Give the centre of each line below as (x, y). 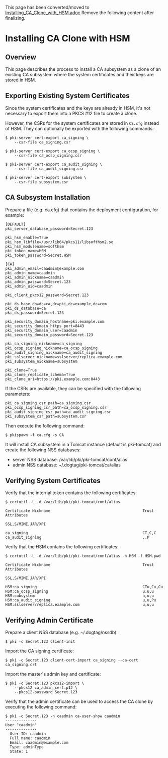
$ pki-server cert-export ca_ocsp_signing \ (53, 151)
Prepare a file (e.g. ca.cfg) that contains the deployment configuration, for (82, 210)
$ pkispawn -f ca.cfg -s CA (35, 435)
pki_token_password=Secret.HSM (38, 255)
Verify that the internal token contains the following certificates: (71, 493)
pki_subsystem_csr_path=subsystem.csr (46, 416)
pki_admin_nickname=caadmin (35, 277)
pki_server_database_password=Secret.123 (49, 229)
